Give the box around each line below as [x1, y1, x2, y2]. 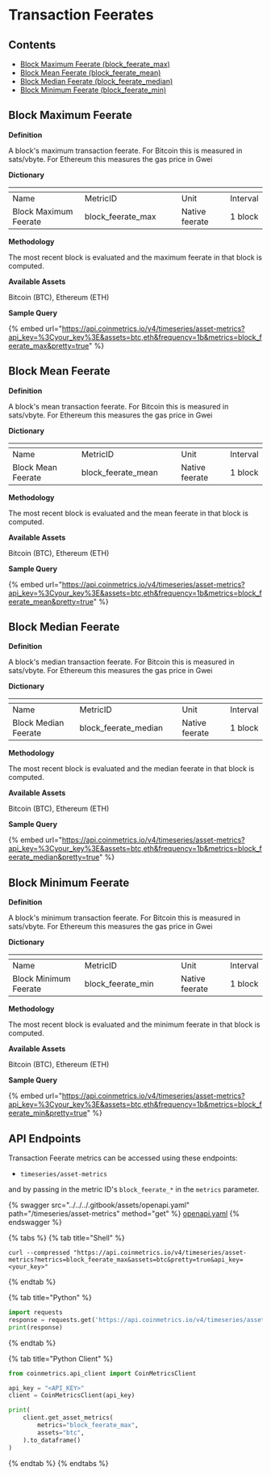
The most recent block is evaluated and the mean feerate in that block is [8, 508, 248, 518]
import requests [8, 1308, 63, 1316]
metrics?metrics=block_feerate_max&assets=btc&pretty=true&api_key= [8, 1256, 244, 1264]
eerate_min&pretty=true [8, 1108, 87, 1118]
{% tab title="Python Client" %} [8, 1354, 114, 1363]
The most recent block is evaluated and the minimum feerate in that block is [8, 1019, 261, 1029]
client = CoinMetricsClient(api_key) [8, 1392, 135, 1400]
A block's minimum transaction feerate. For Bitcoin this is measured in [8, 913, 240, 923]
